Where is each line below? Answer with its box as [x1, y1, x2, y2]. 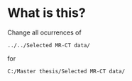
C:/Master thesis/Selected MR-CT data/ [7, 68, 126, 75]
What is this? [7, 5, 87, 21]
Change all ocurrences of [7, 28, 82, 37]
